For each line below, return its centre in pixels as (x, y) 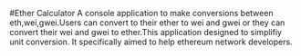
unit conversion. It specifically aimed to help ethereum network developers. (151, 42)
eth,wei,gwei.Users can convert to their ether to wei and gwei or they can (147, 23)
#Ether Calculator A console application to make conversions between (141, 13)
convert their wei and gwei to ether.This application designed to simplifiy (146, 32)
